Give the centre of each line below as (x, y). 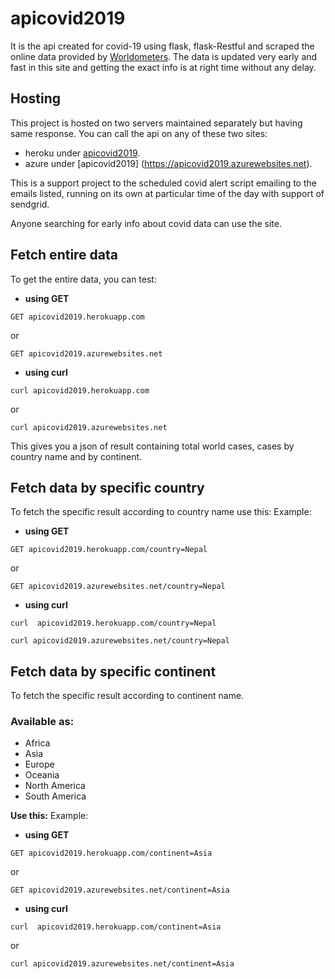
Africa (37, 743)
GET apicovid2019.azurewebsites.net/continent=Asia (120, 890)
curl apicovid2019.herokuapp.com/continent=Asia (116, 927)
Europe (39, 764)
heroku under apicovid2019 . (82, 153)
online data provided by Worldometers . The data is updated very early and (164, 56)
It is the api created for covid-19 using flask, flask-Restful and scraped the (162, 46)
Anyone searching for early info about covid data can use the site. (146, 223)
